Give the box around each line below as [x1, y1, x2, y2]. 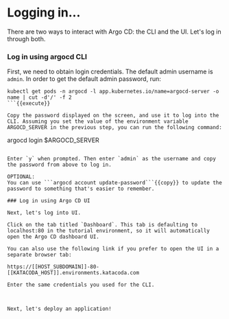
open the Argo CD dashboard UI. [7, 233, 99, 241]
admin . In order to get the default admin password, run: [7, 75, 161, 83]
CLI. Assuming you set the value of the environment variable [7, 118, 189, 125]
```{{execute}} [7, 100, 51, 107]
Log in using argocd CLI [7, 51, 88, 61]
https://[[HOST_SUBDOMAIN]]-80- [7, 263, 99, 270]
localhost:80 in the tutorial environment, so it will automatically [7, 228, 210, 235]
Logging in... [7, 5, 81, 21]
